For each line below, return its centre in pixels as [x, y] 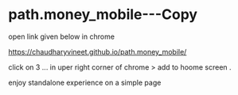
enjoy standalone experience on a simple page [85, 82]
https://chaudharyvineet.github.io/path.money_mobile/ [98, 51]
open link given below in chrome [62, 36]
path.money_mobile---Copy [103, 15]
